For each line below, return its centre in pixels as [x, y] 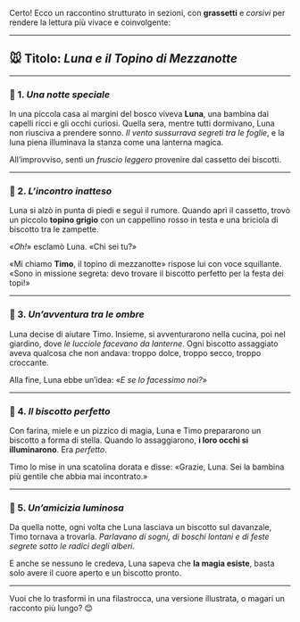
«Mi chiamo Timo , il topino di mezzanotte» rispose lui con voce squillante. [146, 264]
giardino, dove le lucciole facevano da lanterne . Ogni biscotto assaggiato [144, 344]
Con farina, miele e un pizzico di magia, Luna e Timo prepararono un [135, 431]
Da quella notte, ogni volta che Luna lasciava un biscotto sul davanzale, [141, 527]
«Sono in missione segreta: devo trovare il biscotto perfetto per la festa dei [146, 274]
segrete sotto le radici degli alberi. [72, 546]
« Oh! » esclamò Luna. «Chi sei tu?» [73, 247]
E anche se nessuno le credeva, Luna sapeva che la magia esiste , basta [142, 564]
